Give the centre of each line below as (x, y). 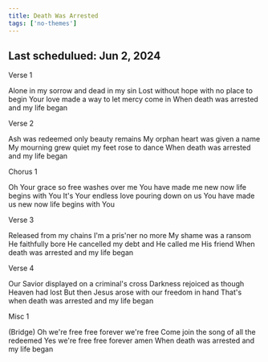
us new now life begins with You (61, 204)
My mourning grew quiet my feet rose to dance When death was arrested (130, 148)
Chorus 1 (23, 172)
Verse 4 (21, 268)
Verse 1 (20, 75)
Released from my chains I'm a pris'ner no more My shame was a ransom (130, 236)
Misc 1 (19, 317)
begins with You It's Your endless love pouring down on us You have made (132, 196)
